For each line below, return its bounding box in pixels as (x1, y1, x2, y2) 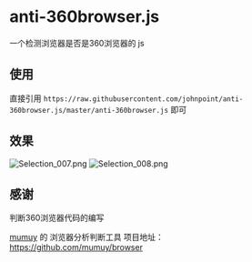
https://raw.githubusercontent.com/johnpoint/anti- (43, 94, 244, 104)
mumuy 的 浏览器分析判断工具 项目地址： (9, 232, 164, 243)
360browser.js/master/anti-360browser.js (9, 106, 169, 115)
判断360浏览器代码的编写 (9, 212, 105, 224)
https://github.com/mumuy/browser (9, 242, 144, 253)
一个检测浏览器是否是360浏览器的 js (9, 37, 145, 48)
